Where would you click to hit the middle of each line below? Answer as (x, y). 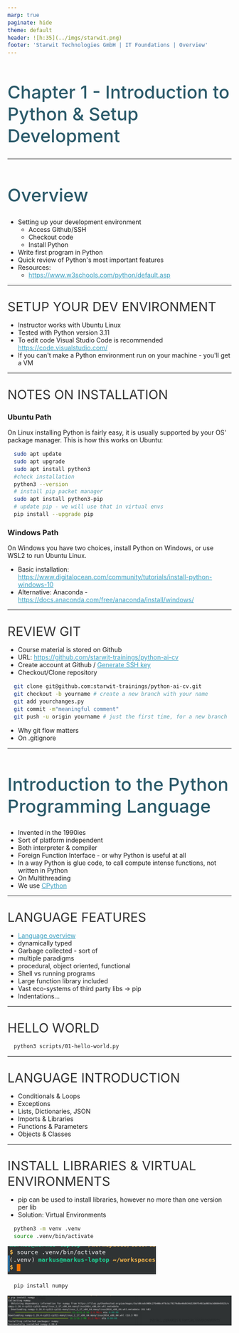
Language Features (77, 917)
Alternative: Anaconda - (53, 592)
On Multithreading (44, 878)
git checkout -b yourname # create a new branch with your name (111, 694)
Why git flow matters (48, 730)
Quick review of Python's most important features (91, 260)
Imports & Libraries (46, 1119)
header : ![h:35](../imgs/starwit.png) (65, 38)
